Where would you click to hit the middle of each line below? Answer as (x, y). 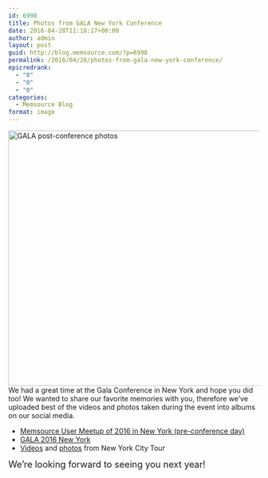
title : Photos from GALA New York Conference (85, 23)
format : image (32, 113)
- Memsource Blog (44, 105)
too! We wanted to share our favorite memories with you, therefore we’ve (128, 399)
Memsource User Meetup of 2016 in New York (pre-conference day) (132, 431)
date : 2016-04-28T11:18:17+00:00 (64, 30)
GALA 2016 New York (55, 439)
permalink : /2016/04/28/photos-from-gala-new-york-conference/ (116, 61)
